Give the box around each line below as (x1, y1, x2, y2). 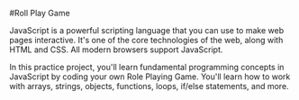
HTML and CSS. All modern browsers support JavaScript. (9, 44, 223, 55)
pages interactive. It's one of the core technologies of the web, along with (9, 35, 284, 45)
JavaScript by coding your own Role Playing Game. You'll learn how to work (9, 71, 291, 82)
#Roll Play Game (9, 8, 70, 18)
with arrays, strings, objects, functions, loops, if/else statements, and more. (9, 81, 290, 91)
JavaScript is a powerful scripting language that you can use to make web (9, 25, 285, 35)
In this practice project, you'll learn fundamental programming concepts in (9, 62, 285, 72)
